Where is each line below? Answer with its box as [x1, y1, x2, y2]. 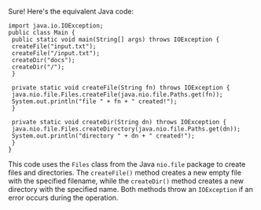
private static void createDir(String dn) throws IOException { [11, 118, 226, 126]
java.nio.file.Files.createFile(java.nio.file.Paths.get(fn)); [11, 90, 223, 98]
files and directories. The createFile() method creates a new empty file [8, 168, 242, 177]
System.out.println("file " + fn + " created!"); [11, 98, 178, 105]
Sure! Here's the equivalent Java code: [8, 7, 134, 16]
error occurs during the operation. [8, 193, 119, 202]
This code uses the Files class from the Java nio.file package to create [8, 160, 246, 168]
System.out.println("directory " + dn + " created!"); [11, 132, 195, 140]
